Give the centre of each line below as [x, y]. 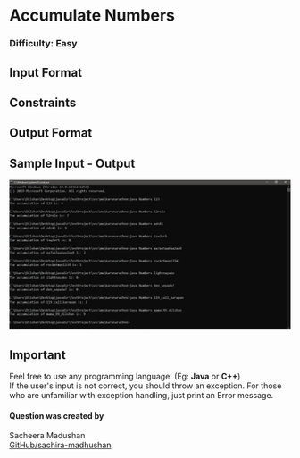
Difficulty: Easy [43, 44]
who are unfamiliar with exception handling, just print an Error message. [142, 396]
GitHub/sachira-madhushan [60, 445]
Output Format [51, 133]
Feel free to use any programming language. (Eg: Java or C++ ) [125, 377]
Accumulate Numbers [92, 16]
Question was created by [57, 415]
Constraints [43, 102]
